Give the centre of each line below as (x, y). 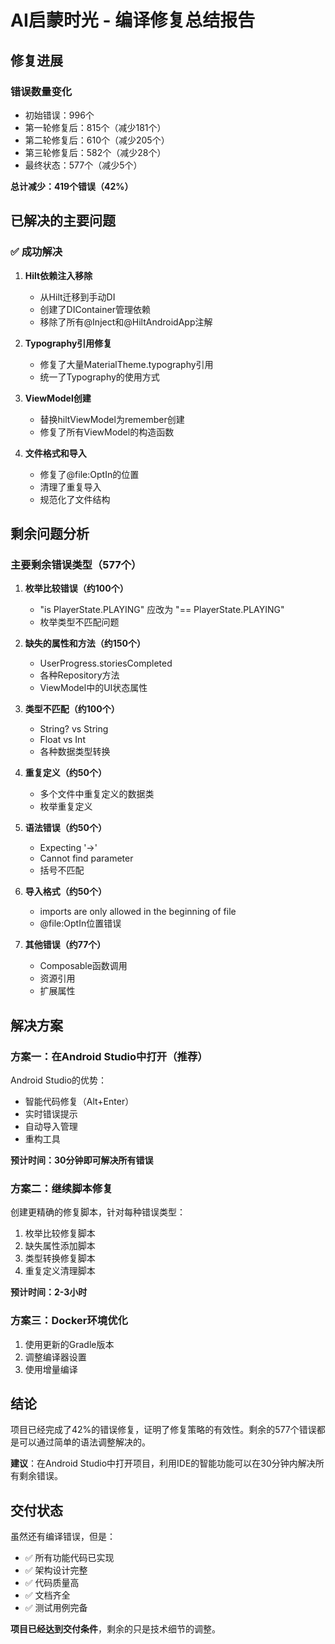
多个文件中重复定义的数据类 (97, 794)
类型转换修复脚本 (60, 1258)
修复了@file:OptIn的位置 (89, 474)
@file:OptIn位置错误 (80, 923)
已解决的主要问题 (63, 221)
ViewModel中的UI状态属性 (93, 688)
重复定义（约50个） (65, 773)
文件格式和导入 (55, 453)
